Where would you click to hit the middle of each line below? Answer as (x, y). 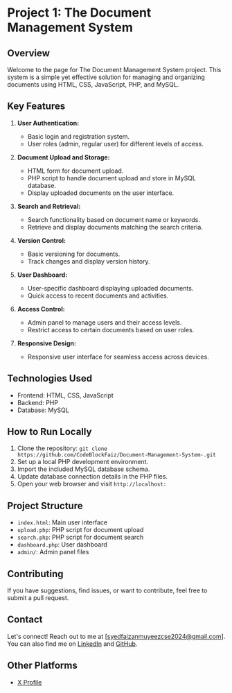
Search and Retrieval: (49, 206)
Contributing (35, 574)
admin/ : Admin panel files (53, 552)
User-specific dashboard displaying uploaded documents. (110, 288)
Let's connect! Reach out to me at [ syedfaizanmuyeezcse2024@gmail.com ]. (116, 636)
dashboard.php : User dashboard (62, 545)
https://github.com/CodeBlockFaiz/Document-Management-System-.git (116, 455)
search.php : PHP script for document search (80, 537)
